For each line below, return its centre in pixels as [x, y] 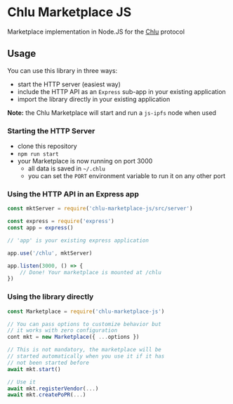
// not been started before [48, 363]
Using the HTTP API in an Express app [73, 194]
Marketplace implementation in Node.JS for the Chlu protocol [96, 32]
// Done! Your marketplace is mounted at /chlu [91, 272]
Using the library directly [51, 297]
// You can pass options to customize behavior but [84, 324]
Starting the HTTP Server [51, 130]
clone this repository [47, 146]
